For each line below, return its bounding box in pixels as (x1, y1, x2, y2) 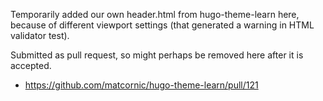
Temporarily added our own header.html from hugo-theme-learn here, (10, 9, 300, 20)
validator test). (10, 30, 70, 41)
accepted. (10, 60, 52, 71)
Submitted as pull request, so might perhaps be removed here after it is (10, 49, 304, 61)
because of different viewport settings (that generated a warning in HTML (10, 19, 315, 31)
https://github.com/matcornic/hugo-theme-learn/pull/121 (24, 79, 259, 91)
